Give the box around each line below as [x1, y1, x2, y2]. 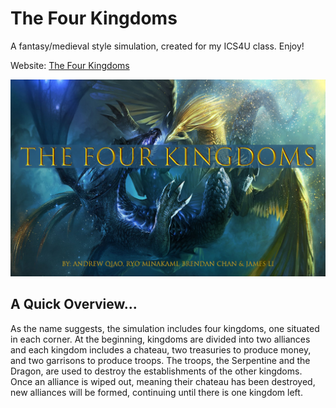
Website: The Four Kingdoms [10, 59, 130, 71]
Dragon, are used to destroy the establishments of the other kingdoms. [10, 365, 303, 377]
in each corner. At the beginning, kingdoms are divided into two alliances [10, 333, 311, 345]
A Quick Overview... [10, 296, 138, 313]
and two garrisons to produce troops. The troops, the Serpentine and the [10, 354, 311, 366]
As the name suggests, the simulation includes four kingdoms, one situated [10, 322, 320, 334]
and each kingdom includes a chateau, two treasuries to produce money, [10, 343, 312, 356]
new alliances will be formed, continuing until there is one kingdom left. [10, 386, 303, 398]
